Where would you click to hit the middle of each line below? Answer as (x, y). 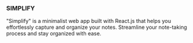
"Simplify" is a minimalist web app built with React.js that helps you (89, 21)
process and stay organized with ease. (54, 34)
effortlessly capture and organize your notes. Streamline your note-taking (96, 27)
